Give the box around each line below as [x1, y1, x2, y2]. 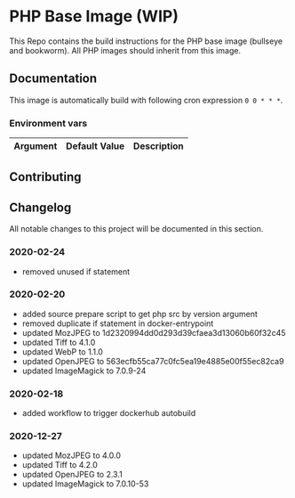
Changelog [9, 200, 72, 215]
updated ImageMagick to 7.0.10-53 [21, 478, 149, 489]
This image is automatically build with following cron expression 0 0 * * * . [9, 94, 283, 105]
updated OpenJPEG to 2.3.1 [21, 469, 123, 480]
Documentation [9, 71, 98, 86]
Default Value [66, 140, 125, 152]
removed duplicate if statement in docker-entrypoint [21, 318, 214, 329]
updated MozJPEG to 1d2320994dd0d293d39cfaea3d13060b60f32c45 [21, 327, 286, 338]
